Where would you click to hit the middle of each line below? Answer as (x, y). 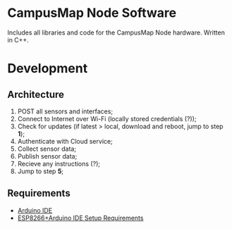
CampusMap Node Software (92, 13)
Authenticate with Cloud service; (65, 141)
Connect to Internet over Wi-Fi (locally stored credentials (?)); (107, 118)
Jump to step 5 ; (41, 171)
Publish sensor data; (47, 156)
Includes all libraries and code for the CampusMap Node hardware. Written (116, 32)
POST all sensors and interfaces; (65, 111)
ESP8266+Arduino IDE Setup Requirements (80, 218)
